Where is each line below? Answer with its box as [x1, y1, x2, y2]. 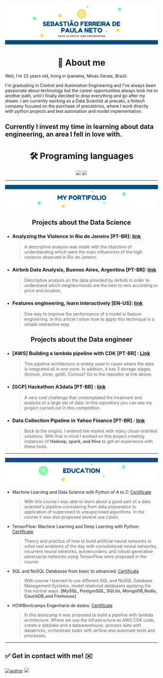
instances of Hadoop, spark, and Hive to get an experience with [24, 438, 153, 444]
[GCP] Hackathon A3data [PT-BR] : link [12, 383, 106, 390]
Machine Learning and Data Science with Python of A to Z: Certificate [12, 489, 152, 495]
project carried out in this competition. [24, 405, 101, 410]
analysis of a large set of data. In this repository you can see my [24, 400, 152, 406]
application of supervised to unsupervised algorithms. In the [24, 509, 145, 515]
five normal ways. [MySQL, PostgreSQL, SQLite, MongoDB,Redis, [24, 588, 158, 594]
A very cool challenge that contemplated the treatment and [24, 394, 142, 400]
